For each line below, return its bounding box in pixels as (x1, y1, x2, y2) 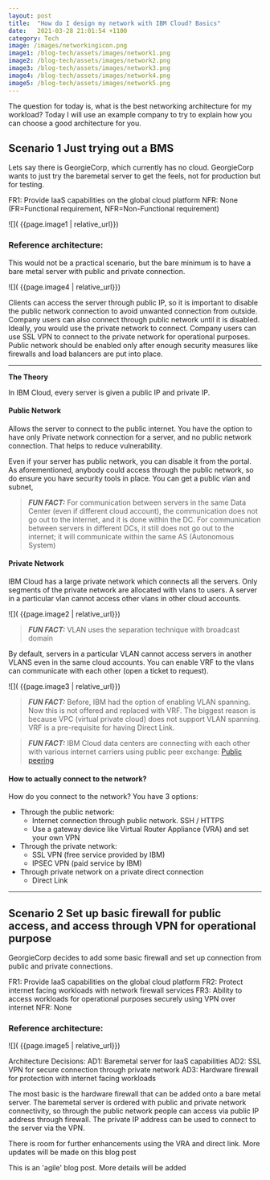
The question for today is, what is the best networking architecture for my (8, 101, 252, 111)
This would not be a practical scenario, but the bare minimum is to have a (8, 258, 252, 268)
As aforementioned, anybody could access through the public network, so (8, 465, 255, 474)
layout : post (8, 11, 52, 20)
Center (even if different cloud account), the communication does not (27, 506, 259, 515)
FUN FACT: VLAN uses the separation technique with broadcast (27, 625, 240, 635)
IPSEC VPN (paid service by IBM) (31, 858, 142, 868)
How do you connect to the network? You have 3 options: (8, 792, 198, 801)
